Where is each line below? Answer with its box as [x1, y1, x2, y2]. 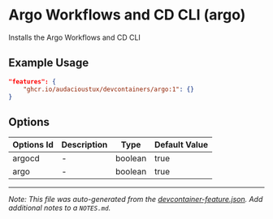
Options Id [12, 140, 54, 151]
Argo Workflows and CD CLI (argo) [8, 6, 246, 24]
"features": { [8, 77, 57, 86]
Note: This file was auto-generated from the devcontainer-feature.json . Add [8, 195, 263, 204]
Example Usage [8, 56, 89, 70]
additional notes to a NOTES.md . [8, 203, 111, 213]
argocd [12, 152, 41, 164]
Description [61, 140, 108, 151]
